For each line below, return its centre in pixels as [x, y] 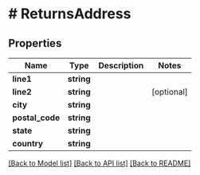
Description [121, 66]
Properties [35, 43]
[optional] [170, 92]
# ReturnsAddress [70, 14]
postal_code [36, 118]
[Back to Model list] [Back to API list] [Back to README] [100, 163]
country [28, 144]
